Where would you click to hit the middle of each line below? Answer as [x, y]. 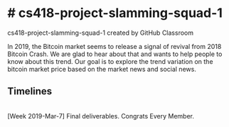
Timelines [30, 91]
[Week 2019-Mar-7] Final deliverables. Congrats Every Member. [101, 116]
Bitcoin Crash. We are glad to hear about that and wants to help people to [115, 54]
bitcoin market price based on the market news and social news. [102, 69]
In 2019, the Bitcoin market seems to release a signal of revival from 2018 [114, 46]
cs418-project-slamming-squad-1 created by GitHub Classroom [101, 33]
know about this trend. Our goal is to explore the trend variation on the [110, 61]
